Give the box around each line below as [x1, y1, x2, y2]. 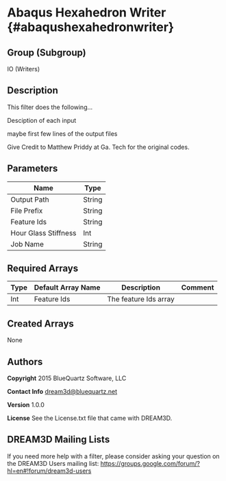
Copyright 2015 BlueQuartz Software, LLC [7, 374, 127, 382]
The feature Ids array [107, 294, 175, 304]
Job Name [10, 239, 45, 248]
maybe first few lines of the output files [7, 129, 118, 138]
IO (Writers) [7, 65, 40, 73]
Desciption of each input [7, 116, 77, 124]
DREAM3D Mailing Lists [7, 434, 110, 445]
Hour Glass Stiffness [10, 228, 77, 237]
